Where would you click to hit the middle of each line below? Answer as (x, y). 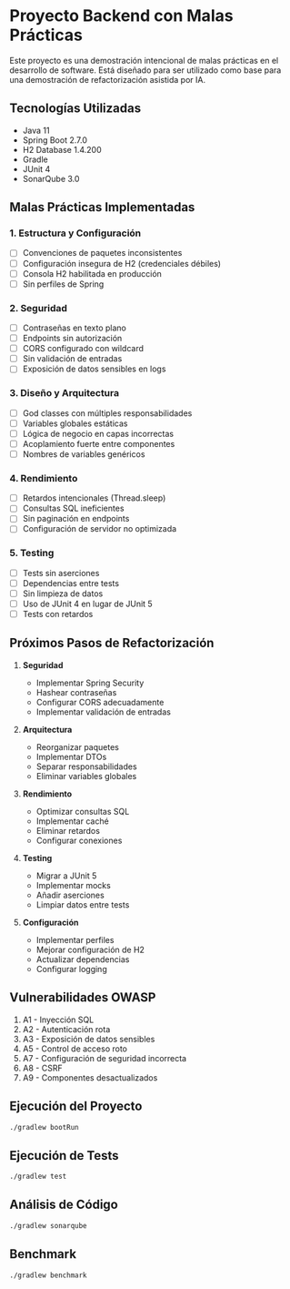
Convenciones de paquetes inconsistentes (102, 253)
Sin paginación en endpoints (76, 519)
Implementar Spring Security (90, 683)
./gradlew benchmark (49, 1275)
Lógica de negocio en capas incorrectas (98, 433)
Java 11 (36, 130)
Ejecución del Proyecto (76, 1106)
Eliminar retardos (68, 830)
